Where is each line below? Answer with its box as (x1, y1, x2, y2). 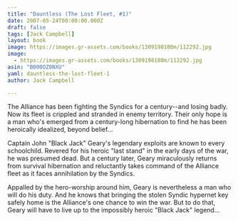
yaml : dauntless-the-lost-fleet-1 (7, 70, 110, 77)
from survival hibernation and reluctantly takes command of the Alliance (7, 162, 219, 170)
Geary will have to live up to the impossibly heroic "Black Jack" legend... (7, 206, 220, 215)
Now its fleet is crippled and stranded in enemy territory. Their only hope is (7, 110, 228, 118)
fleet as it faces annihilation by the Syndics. (7, 169, 135, 178)
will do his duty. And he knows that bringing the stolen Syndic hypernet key (7, 190, 229, 200)
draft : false (7, 24, 46, 31)
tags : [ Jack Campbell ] (7, 30, 75, 38)
